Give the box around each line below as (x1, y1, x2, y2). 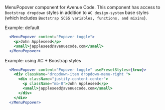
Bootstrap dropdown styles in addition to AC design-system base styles (5, 10, 149, 16)
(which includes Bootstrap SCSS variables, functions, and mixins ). (5, 15, 147, 21)
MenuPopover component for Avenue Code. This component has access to (5, 5, 160, 10)
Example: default (5, 25, 40, 31)
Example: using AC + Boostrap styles (5, 57, 81, 63)
